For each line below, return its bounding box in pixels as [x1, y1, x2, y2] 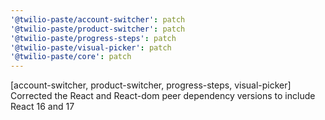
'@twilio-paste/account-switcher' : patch [10, 14, 186, 25]
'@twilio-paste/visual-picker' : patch [10, 42, 172, 53]
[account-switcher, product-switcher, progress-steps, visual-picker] [10, 79, 292, 91]
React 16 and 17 [10, 101, 75, 113]
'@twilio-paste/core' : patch [10, 52, 132, 62]
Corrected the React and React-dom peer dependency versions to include [10, 90, 316, 102]
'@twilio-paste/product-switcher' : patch [10, 24, 186, 34]
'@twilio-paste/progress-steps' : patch [10, 33, 177, 43]
